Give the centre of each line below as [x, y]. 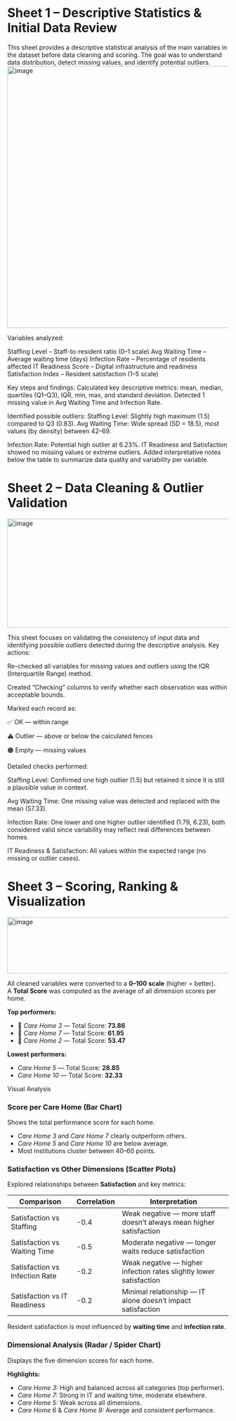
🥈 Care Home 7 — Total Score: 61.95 [71, 1033]
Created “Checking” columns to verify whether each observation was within [117, 687]
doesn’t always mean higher [168, 1223]
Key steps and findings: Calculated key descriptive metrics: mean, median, [115, 387]
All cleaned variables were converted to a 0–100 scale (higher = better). [112, 983]
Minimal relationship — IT [164, 1292]
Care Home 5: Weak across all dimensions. [79, 1402]
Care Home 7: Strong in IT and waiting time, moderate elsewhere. [112, 1395]
